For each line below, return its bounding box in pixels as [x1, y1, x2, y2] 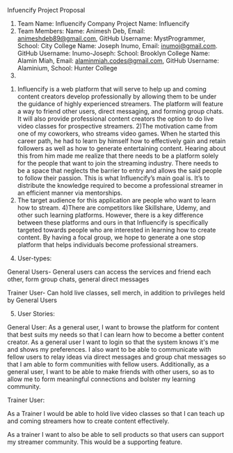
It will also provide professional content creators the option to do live [17, 114, 214, 123]
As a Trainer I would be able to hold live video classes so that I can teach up [7, 410, 225, 417]
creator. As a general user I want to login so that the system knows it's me [7, 338, 219, 346]
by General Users [7, 296, 58, 304]
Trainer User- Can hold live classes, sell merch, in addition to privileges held [7, 289, 225, 297]
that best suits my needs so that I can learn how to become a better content [7, 331, 225, 339]
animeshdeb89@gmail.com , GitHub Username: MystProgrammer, [17, 34, 206, 43]
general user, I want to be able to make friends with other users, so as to [7, 368, 215, 376]
